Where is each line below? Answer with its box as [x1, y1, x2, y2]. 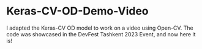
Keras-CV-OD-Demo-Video [6, 4, 149, 18]
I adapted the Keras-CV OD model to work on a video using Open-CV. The [6, 24, 194, 31]
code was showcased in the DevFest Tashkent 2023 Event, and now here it [6, 30, 196, 38]
